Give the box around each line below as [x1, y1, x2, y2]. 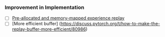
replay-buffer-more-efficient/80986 [12, 26, 86, 32]
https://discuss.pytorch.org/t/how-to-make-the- [60, 21, 160, 27]
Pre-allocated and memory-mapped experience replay [12, 15, 125, 21]
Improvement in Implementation [5, 4, 85, 11]
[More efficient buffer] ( [12, 21, 61, 27]
